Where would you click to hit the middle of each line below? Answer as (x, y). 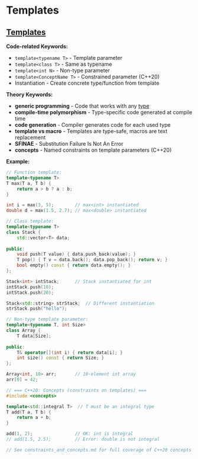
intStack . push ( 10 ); (30, 287)
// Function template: (34, 172)
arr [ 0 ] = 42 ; (22, 380)
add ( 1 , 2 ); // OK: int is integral (70, 434)
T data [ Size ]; (34, 336)
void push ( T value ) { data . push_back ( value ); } (76, 254)
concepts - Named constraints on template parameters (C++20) (93, 150)
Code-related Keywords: (37, 46)
